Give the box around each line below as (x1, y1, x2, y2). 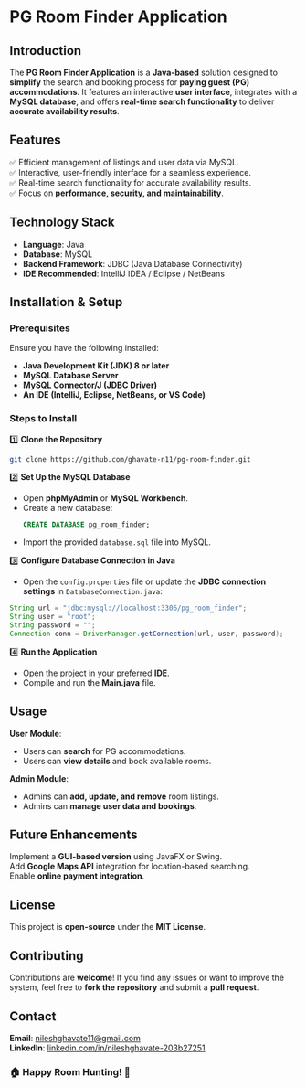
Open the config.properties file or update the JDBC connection (22, 576, 267, 587)
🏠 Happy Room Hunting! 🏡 (9, 1065, 131, 1078)
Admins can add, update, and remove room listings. (22, 791, 219, 802)
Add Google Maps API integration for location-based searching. (9, 861, 250, 872)
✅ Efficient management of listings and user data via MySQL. (9, 156, 239, 167)
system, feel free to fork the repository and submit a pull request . (9, 982, 259, 993)
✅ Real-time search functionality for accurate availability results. (9, 176, 252, 188)
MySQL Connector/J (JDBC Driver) (22, 379, 158, 390)
